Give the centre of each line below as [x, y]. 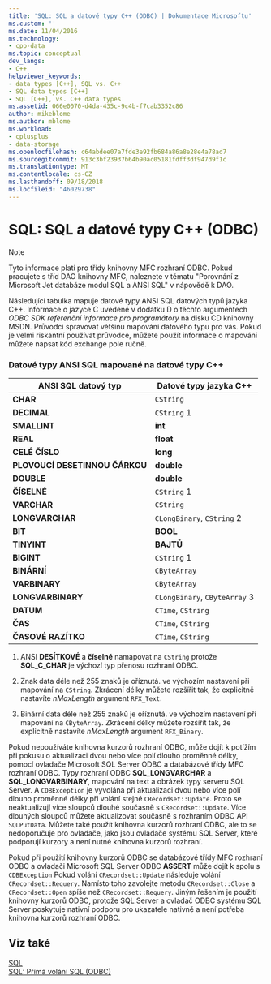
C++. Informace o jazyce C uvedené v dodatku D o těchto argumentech [128, 309]
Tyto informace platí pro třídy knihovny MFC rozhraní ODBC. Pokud [120, 268]
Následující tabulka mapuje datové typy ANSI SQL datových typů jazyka [128, 300]
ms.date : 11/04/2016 [43, 31]
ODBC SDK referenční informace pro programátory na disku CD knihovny [131, 318]
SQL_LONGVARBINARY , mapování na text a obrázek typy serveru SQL [127, 781]
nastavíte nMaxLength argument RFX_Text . [91, 698]
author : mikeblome [39, 114]
